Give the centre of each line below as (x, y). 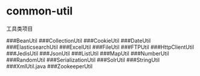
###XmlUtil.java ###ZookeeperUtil (49, 66)
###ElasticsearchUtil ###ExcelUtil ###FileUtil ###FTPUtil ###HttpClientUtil (100, 47)
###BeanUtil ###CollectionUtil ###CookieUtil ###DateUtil (79, 40)
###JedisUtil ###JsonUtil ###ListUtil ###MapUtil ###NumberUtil (88, 53)
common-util (40, 11)
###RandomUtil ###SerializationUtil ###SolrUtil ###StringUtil (83, 60)
